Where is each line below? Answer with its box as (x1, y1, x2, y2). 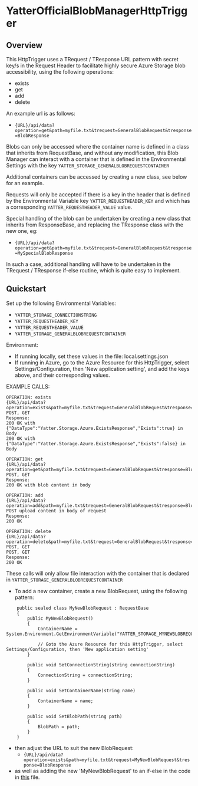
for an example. (6, 180, 44, 186)
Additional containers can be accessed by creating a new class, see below (6, 173, 187, 180)
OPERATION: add (6, 492, 44, 498)
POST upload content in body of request (6, 508, 107, 514)
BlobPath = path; (37, 723, 81, 729)
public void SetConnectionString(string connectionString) (27, 662, 176, 667)
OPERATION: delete (6, 528, 51, 534)
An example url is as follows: (6, 110, 75, 117)
